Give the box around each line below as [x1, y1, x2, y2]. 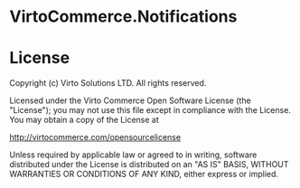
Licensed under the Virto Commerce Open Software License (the [9, 95, 251, 106]
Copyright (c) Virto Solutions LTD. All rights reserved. [9, 78, 207, 89]
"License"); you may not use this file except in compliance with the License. [9, 105, 292, 116]
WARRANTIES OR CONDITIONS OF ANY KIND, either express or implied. [9, 169, 278, 180]
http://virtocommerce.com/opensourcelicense [9, 132, 182, 143]
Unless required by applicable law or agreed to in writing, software [9, 149, 258, 160]
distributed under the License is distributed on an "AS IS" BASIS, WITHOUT [9, 159, 289, 170]
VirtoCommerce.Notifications [9, 6, 238, 27]
